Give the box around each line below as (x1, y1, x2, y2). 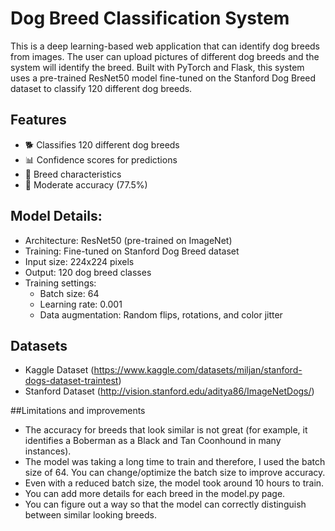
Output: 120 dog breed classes (24, 266, 152, 278)
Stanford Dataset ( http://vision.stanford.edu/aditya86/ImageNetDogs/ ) (24, 385, 315, 397)
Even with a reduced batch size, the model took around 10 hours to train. (24, 477, 325, 489)
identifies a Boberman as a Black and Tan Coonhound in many (24, 435, 282, 447)
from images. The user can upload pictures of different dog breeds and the (10, 50, 320, 62)
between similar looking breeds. (24, 509, 157, 521)
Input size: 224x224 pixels (24, 255, 135, 267)
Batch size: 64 (39, 287, 100, 299)
